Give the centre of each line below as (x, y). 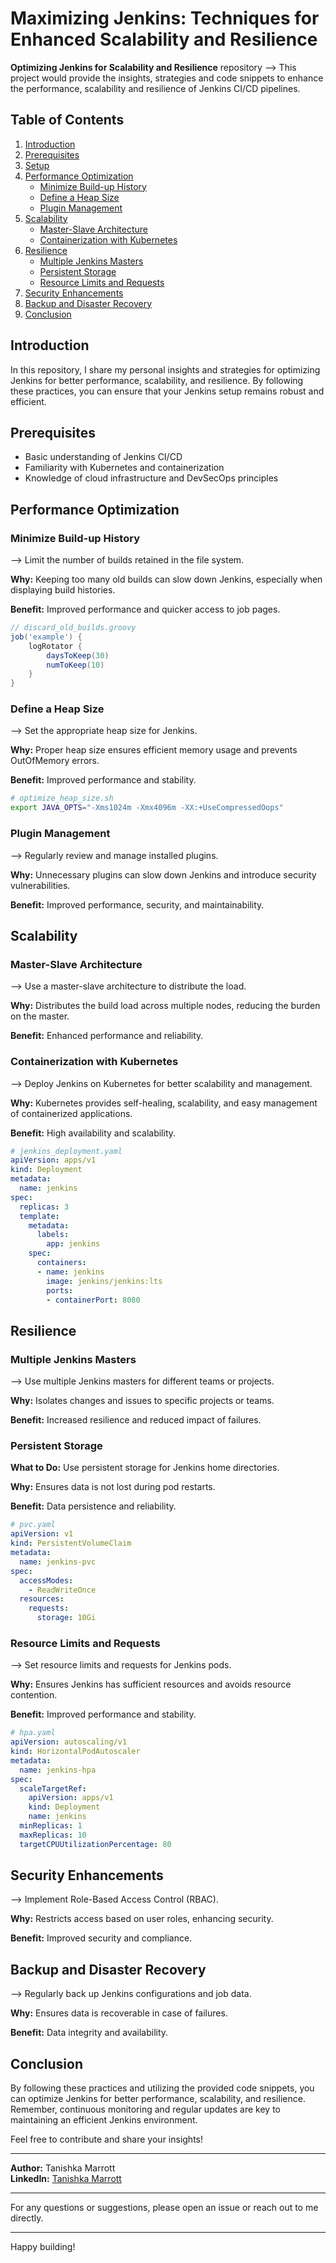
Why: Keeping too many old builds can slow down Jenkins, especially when (166, 579)
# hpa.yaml (33, 1733)
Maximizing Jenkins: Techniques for (165, 18)
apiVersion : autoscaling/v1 (69, 1742)
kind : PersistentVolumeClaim (71, 1543)
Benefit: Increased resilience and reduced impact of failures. (136, 1420)
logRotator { (55, 646)
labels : (53, 1235)
